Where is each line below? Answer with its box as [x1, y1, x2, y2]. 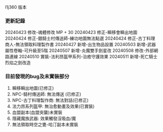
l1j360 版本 [5, 4, 27, 10]
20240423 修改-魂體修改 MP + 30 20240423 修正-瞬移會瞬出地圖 [5, 30, 138, 35]
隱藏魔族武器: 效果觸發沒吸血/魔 [12, 115, 76, 121]
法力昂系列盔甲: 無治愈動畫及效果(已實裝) [12, 103, 95, 109]
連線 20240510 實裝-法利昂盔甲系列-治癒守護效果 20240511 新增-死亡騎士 [9, 54, 158, 60]
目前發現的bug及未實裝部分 [5, 73, 70, 80]
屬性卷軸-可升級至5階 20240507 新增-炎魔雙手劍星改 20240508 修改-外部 [5, 48, 154, 53]
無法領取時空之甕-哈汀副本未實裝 [12, 121, 79, 127]
